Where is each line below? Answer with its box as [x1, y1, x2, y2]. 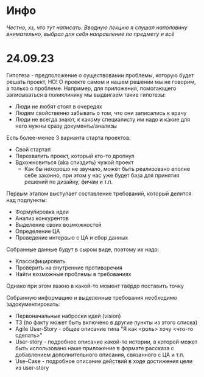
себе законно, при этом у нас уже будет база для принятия [24, 171, 180, 179]
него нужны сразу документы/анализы [15, 122, 118, 130]
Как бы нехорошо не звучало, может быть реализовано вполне [24, 165, 191, 172]
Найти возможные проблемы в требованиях [15, 270, 132, 277]
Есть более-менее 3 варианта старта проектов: [6, 134, 131, 141]
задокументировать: [6, 300, 60, 308]
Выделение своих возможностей [15, 221, 102, 228]
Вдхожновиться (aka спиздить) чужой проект [15, 159, 134, 166]
